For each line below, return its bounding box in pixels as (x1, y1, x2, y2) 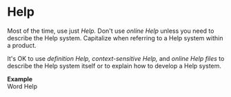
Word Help (7, 82, 38, 90)
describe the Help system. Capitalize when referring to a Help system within (7, 33, 223, 42)
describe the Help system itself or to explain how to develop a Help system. (7, 61, 222, 70)
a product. (7, 41, 37, 49)
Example (7, 74, 33, 83)
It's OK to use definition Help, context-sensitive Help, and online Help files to (7, 54, 225, 62)
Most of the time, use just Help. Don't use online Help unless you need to (7, 27, 214, 35)
